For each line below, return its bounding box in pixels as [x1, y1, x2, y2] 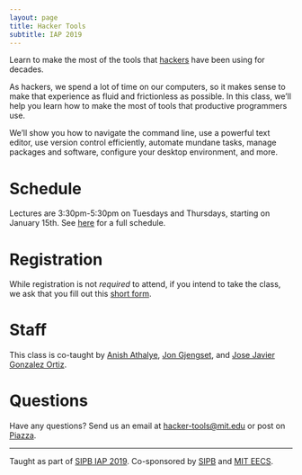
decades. [9, 64, 44, 75]
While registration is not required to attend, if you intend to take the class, [9, 279, 281, 290]
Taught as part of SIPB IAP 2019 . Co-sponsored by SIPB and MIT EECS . [9, 456, 274, 467]
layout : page [9, 13, 58, 22]
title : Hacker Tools [9, 22, 87, 31]
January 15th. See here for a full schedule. [9, 218, 166, 229]
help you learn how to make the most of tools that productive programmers [9, 101, 288, 112]
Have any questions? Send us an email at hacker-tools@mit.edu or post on [9, 420, 286, 432]
